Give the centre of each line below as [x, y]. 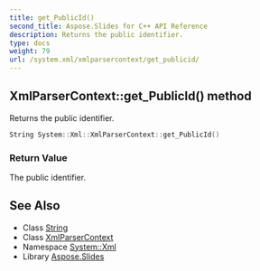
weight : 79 [30, 51]
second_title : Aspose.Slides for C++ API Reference [108, 26]
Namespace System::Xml [70, 247]
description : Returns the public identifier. [96, 34]
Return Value [38, 157]
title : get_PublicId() [52, 18]
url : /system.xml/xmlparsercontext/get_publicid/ [105, 60]
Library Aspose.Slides [63, 256]
